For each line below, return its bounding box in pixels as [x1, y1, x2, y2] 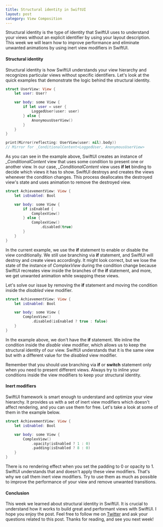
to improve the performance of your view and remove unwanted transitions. [5, 479, 157, 485]
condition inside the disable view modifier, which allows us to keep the [5, 342, 147, 348]
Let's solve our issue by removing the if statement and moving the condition [5, 282, 158, 288]
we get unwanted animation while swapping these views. [5, 272, 120, 278]
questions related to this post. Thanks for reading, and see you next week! [5, 516, 154, 522]
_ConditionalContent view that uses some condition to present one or [5, 159, 144, 165]
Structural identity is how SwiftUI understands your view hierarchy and [5, 67, 147, 73]
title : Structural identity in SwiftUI [5, 7, 86, 12]
